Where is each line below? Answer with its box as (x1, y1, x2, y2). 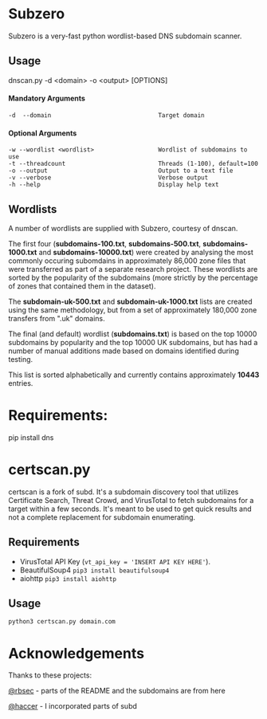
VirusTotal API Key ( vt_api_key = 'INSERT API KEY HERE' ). (19, 556, 211, 566)
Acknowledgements (8, 644, 145, 662)
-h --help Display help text (8, 181, 219, 189)
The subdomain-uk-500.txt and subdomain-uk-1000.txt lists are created (8, 297, 253, 306)
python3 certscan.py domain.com (8, 618, 116, 626)
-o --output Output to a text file (8, 167, 234, 175)
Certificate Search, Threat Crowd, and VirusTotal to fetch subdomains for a (8, 495, 254, 505)
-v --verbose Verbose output (8, 174, 209, 182)
